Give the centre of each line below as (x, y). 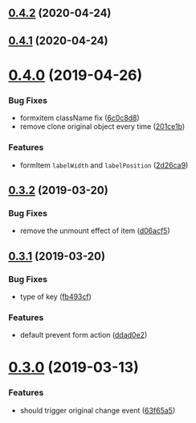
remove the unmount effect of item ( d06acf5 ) (95, 231)
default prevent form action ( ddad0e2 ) (84, 335)
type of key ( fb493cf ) (56, 297)
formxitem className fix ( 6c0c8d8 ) (80, 118)
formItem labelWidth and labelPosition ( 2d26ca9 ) (104, 165)
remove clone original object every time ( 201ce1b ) (102, 126)
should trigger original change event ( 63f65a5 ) (98, 410)
